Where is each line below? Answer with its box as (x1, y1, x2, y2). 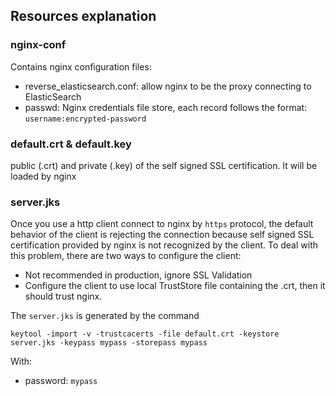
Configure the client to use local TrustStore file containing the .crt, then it (24, 280, 326, 292)
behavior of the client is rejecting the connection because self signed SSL (10, 229, 315, 241)
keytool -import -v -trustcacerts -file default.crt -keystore (10, 329, 280, 339)
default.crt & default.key (10, 137, 132, 151)
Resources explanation (10, 8, 157, 25)
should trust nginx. (24, 290, 103, 303)
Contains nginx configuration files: (10, 60, 152, 73)
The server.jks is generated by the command (10, 310, 200, 322)
